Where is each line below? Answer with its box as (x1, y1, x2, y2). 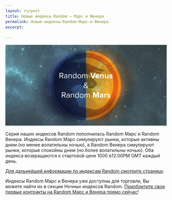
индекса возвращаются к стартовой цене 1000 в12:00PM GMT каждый (5, 153, 160, 159)
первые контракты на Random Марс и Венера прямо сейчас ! (5, 189, 139, 195)
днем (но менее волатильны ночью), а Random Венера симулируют (5, 142, 155, 148)
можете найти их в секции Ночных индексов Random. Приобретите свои (5, 184, 165, 190)
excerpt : (5, 25, 24, 30)
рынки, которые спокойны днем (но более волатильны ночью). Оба (5, 147, 154, 153)
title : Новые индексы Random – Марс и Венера (5, 13, 104, 19)
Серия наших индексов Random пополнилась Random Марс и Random (5, 131, 160, 137)
